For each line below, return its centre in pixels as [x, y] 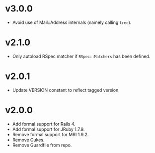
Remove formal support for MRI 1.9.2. [50, 134]
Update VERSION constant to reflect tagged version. [66, 90]
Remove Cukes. [28, 140]
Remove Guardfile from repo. [42, 145]
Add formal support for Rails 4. [44, 124]
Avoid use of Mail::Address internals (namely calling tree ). [72, 22]
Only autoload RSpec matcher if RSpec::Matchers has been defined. [81, 56]
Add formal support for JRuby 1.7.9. [48, 129]
